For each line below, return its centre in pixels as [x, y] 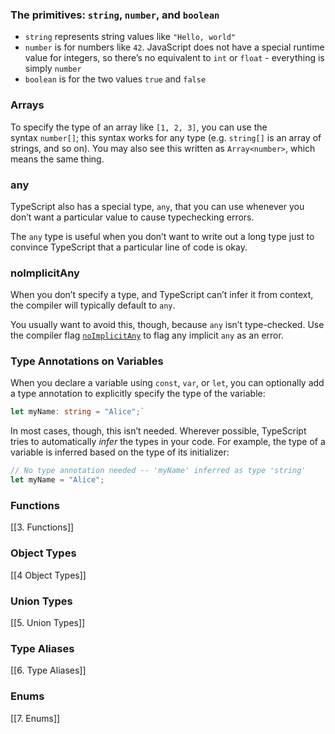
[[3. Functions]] [42, 527]
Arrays [27, 105]
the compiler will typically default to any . [93, 305]
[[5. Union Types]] [48, 622]
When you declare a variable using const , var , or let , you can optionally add [167, 383]
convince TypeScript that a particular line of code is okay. [129, 247]
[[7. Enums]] [35, 718]
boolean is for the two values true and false [115, 79]
